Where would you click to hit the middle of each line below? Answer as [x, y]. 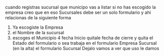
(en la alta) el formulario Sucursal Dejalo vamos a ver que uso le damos [86, 48]
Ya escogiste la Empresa [38, 27]
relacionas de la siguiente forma [38, 18]
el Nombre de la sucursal [38, 32]
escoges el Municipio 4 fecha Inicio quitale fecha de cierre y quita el [83, 38]
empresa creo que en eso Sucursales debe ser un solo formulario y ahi [78, 12]
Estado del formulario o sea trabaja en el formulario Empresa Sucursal [84, 43]
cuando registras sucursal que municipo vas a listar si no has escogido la [80, 7]
